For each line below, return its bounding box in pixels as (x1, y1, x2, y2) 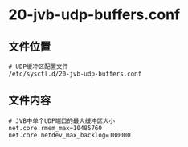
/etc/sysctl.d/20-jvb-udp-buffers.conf (8, 70, 142, 78)
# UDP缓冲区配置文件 (8, 63, 69, 71)
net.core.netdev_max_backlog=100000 (8, 131, 131, 139)
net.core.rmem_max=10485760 (8, 124, 103, 132)
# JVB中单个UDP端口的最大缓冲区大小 (8, 116, 115, 125)
